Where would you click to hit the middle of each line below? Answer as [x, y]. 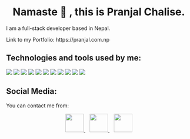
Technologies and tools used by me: [74, 58]
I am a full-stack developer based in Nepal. [58, 28]
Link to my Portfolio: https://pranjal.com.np [58, 39]
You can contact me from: [38, 106]
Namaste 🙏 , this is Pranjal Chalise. [99, 12]
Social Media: [31, 91]
